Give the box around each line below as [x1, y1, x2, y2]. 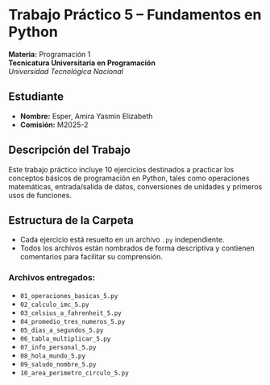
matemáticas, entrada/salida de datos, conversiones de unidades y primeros [8, 181, 263, 191]
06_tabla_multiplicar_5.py [19, 334, 111, 343]
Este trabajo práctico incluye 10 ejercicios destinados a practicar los [8, 164, 235, 174]
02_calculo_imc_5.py [19, 300, 89, 308]
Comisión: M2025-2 [19, 119, 89, 130]
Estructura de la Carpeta [8, 213, 135, 227]
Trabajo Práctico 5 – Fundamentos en [8, 6, 262, 24]
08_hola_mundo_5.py [19, 352, 86, 360]
